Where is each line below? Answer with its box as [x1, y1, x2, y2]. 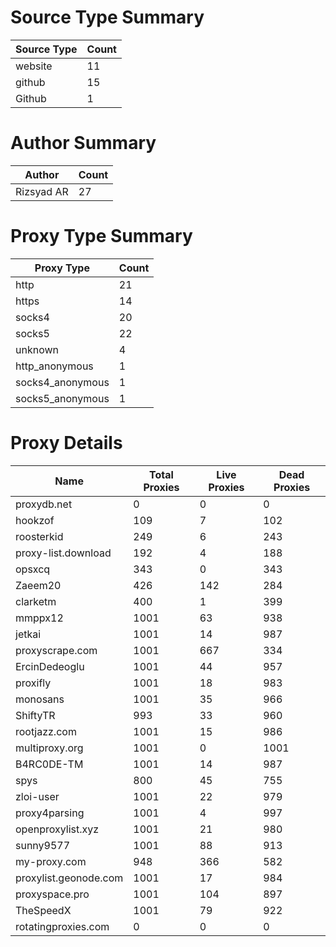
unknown [15, 342, 59, 356]
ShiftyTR [15, 708, 56, 722]
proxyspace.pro [15, 887, 90, 901]
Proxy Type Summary [10, 225, 193, 248]
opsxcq [15, 562, 51, 576]
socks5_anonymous [15, 391, 110, 405]
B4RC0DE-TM [15, 757, 84, 771]
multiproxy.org [15, 741, 84, 755]
